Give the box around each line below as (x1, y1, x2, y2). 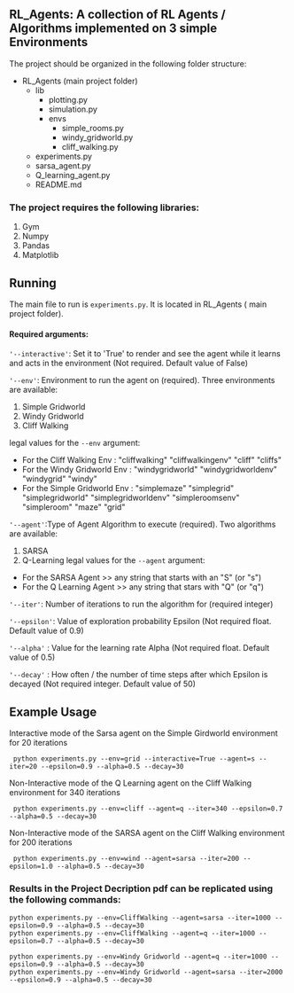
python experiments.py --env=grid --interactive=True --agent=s (12, 754, 255, 763)
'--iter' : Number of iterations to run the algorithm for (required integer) (9, 598, 274, 610)
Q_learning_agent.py (35, 169, 111, 180)
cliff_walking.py (61, 141, 119, 152)
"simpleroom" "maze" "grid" (21, 502, 126, 512)
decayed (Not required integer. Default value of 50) (9, 678, 197, 690)
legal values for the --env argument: (9, 438, 141, 449)
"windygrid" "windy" (21, 473, 97, 484)
